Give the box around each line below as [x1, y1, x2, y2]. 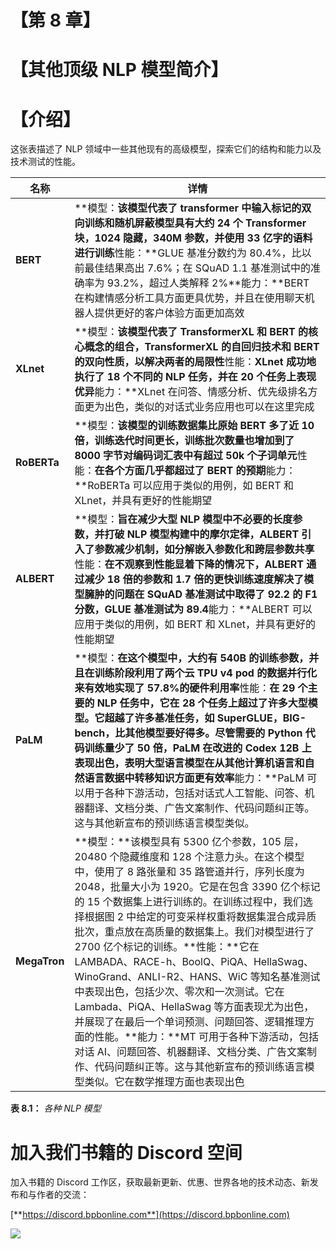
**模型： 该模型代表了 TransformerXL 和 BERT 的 [74, 325, 309, 339]
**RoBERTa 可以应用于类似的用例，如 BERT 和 [74, 479, 294, 493]
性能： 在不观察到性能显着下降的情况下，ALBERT [74, 557, 304, 571]
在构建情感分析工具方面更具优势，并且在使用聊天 [74, 291, 305, 305]
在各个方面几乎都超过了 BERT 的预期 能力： [94, 464, 297, 478]
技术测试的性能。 [10, 156, 81, 168]
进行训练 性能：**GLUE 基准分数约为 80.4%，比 [74, 246, 302, 260]
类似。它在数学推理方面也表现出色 [84, 1075, 245, 1089]
